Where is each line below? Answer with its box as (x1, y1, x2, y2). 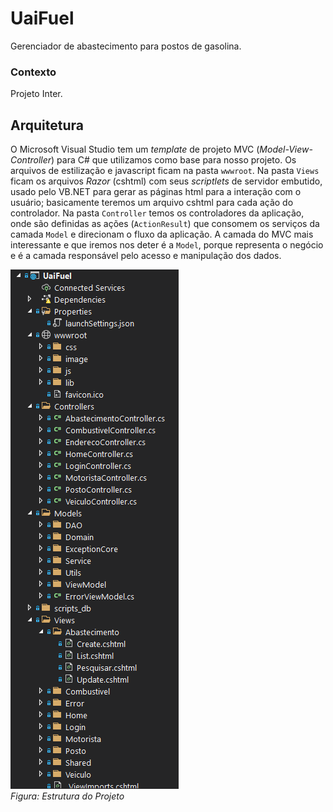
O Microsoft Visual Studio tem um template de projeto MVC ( (10, 143, 260, 156)
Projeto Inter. (10, 88, 63, 100)
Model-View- (259, 143, 313, 156)
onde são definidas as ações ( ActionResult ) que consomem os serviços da (10, 218, 320, 230)
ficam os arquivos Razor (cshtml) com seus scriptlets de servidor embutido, (10, 175, 323, 187)
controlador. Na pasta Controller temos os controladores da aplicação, (10, 207, 305, 219)
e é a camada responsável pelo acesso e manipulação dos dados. (10, 250, 282, 262)
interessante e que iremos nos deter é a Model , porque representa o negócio (10, 239, 324, 251)
